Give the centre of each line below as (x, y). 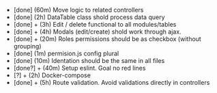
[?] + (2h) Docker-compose (52, 75)
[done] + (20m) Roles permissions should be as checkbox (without (107, 39)
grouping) (28, 46)
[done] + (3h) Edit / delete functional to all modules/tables (95, 24)
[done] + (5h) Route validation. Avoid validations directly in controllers (112, 82)
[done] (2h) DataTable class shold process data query (89, 17)
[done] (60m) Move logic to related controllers (78, 10)
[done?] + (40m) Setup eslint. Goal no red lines (79, 68)
